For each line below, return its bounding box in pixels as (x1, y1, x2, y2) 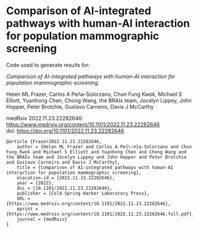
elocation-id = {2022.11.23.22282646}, (17, 174, 115, 181)
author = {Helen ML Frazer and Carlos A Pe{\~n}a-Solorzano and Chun (17, 144, 192, 150)
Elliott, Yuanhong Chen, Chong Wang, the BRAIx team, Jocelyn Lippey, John (6, 96, 192, 104)
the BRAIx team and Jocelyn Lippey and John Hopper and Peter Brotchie (6, 154, 187, 160)
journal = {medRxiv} (17, 216, 68, 222)
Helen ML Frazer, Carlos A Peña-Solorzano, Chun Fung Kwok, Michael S (6, 90, 182, 98)
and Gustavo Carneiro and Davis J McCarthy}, (6, 159, 120, 165)
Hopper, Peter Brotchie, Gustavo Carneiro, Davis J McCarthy (6, 103, 154, 110)
